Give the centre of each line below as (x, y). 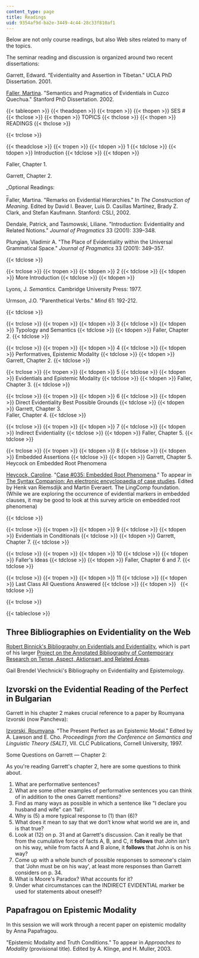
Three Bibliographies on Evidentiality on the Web (99, 632)
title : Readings (26, 17)
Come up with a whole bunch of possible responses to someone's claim (103, 860)
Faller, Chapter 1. (27, 165)
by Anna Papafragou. (32, 931)
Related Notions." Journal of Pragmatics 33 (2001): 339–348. (81, 231)
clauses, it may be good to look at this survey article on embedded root (93, 500)
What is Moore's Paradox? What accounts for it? (74, 879)
